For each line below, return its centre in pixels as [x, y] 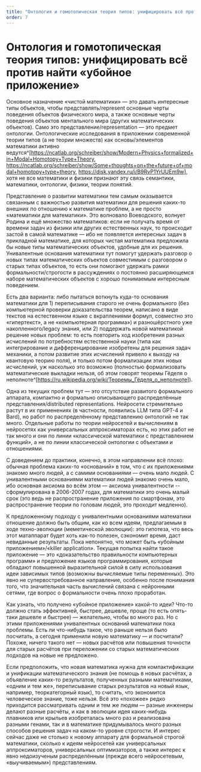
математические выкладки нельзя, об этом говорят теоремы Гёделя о [97, 373]
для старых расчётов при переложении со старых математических [93, 649]
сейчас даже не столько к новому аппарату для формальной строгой [96, 737]
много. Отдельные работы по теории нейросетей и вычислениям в [92, 423]
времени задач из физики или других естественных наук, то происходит [99, 228]
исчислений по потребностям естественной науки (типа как [84, 342]
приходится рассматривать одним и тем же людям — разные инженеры [100, 705]
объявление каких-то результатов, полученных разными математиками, [100, 680]
